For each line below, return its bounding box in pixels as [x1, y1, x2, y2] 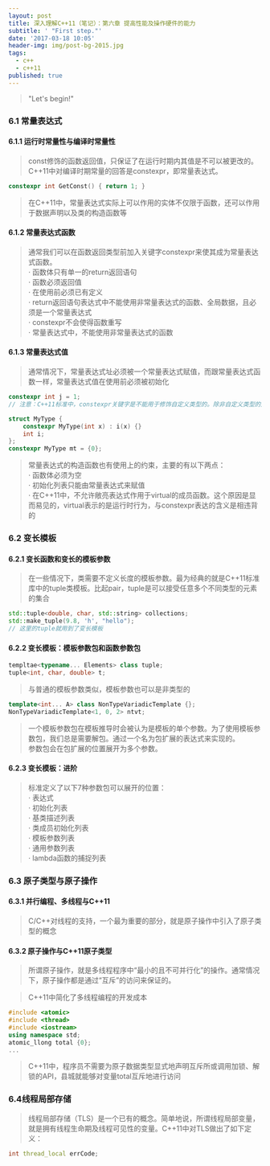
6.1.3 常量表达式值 [8, 347, 68, 357]
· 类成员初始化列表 [27, 823, 89, 832]
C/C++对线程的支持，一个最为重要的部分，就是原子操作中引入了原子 [27, 916, 255, 926]
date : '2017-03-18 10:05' [8, 34, 95, 43]
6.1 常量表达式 [8, 115, 63, 126]
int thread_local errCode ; [8, 1149, 99, 1158]
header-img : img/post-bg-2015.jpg [8, 42, 125, 50]
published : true [8, 72, 63, 80]
